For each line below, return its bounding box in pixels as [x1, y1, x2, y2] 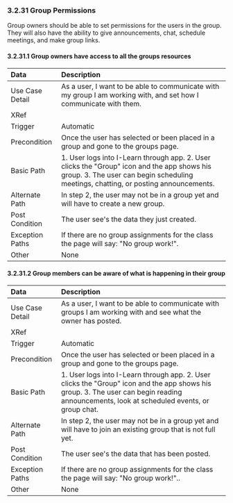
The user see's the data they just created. [61, 214, 196, 224]
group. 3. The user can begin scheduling [61, 170, 193, 179]
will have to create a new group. [61, 199, 165, 208]
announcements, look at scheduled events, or [61, 395, 209, 405]
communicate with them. [61, 99, 142, 108]
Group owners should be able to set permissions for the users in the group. [7, 22, 222, 30]
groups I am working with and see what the [61, 307, 202, 317]
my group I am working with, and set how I [61, 90, 199, 99]
